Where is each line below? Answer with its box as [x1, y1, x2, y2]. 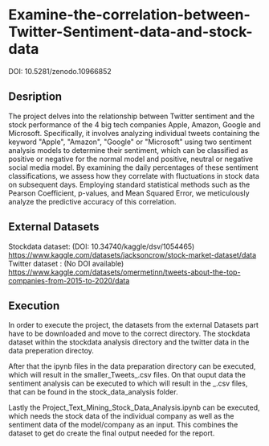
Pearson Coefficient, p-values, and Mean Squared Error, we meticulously [8, 188, 251, 198]
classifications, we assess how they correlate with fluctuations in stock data [8, 171, 259, 180]
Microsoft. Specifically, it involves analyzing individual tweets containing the [8, 128, 260, 138]
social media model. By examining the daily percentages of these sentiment [8, 163, 259, 172]
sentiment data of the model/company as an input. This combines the [8, 420, 238, 430]
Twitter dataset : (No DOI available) [8, 258, 124, 268]
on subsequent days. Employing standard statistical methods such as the [8, 180, 251, 189]
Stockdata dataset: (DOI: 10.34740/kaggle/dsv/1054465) [8, 242, 195, 251]
